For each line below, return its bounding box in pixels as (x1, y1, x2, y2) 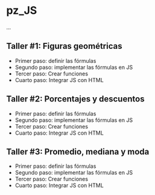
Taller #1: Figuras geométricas (6, 41, 122, 51)
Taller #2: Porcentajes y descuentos (6, 94, 145, 104)
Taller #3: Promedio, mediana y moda (6, 146, 150, 157)
